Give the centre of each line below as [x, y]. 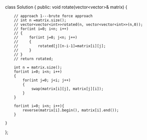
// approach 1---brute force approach [53, 16]
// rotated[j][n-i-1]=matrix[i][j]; [60, 46]
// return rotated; [34, 59]
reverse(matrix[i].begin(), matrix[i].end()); [71, 110]
